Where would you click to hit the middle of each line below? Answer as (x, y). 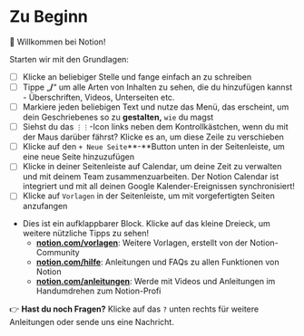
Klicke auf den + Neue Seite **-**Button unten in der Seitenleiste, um (153, 147)
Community (58, 253)
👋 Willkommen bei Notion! (58, 42)
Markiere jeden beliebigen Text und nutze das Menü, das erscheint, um (156, 107)
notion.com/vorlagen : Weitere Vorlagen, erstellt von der (142, 243)
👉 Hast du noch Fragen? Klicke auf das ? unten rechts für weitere (134, 309)
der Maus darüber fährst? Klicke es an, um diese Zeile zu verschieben (153, 137)
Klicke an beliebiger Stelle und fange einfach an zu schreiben (137, 77)
